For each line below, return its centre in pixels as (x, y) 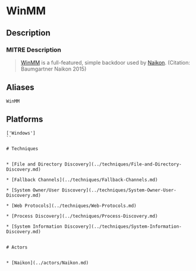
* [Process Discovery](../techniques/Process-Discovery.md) (82, 216)
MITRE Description (34, 50)
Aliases (20, 87)
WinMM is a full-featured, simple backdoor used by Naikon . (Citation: (105, 62)
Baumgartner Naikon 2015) (53, 69)
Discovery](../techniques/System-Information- (123, 227)
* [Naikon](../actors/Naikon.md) (48, 263)
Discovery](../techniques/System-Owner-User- (119, 190)
